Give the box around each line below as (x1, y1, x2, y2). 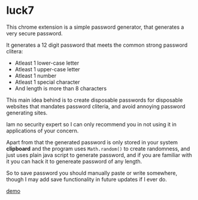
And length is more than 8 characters (14, 84, 107, 92)
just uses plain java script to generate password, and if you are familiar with (6, 151, 193, 159)
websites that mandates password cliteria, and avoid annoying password (6, 102, 185, 110)
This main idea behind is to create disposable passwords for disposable (6, 96, 183, 104)
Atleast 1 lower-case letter (14, 59, 80, 66)
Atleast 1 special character (14, 78, 80, 86)
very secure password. (6, 29, 63, 37)
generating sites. (6, 109, 48, 116)
